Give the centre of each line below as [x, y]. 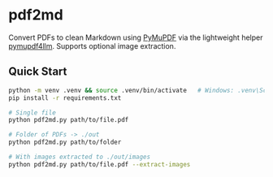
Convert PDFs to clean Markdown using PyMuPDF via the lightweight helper [136, 37]
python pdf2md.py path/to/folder [65, 142]
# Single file [32, 112]
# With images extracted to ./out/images [80, 157]
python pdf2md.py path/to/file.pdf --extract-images [100, 164]
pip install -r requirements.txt [65, 98]
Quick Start [38, 72]
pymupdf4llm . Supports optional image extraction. [92, 45]
